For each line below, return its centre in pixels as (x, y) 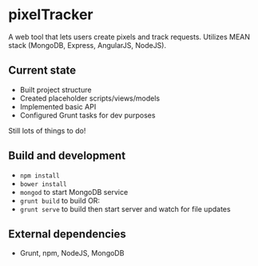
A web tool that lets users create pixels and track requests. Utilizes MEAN (129, 37)
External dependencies (67, 234)
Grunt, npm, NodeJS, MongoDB (72, 253)
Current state (42, 71)
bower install (43, 184)
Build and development (67, 156)
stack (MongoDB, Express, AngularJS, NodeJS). (87, 45)
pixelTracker (51, 15)
